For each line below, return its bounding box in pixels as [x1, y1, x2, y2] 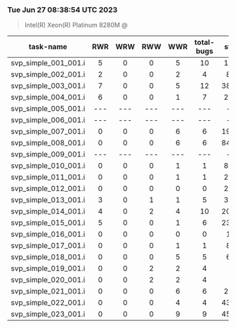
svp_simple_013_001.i [11, 195, 86, 205]
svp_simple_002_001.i [11, 70, 86, 79]
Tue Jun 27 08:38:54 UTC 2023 [7, 5, 118, 15]
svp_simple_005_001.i [11, 104, 86, 114]
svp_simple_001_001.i [11, 58, 86, 68]
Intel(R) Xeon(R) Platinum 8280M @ [24, 21, 128, 29]
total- [194, 37, 215, 47]
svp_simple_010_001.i [11, 161, 86, 171]
